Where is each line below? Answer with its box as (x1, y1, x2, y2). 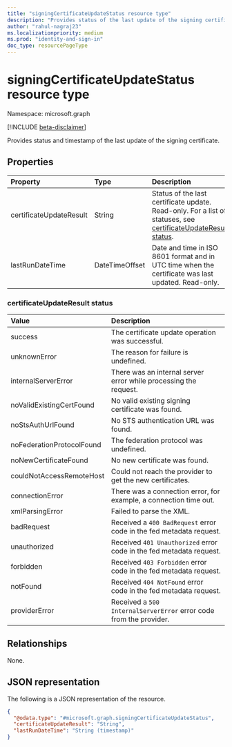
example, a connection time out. (110, 495, 215, 505)
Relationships (7, 638, 68, 650)
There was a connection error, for (110, 486, 220, 496)
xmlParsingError (10, 507, 64, 516)
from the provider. (110, 614, 170, 624)
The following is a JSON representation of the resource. (7, 694, 166, 703)
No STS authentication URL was (110, 416, 215, 426)
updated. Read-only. (151, 277, 220, 287)
